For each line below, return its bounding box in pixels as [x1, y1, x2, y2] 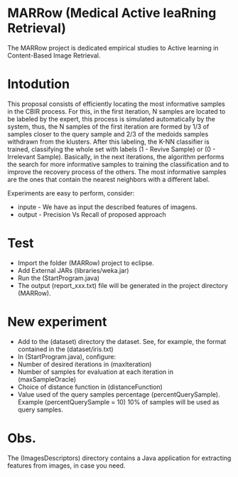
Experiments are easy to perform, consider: [7, 188, 135, 197]
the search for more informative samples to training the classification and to [7, 160, 229, 168]
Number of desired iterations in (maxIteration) [17, 360, 152, 368]
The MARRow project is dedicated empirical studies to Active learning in [7, 43, 219, 52]
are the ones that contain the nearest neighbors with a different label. [7, 175, 210, 183]
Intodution [7, 76, 70, 92]
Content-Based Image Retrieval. [7, 51, 101, 60]
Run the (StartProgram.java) [17, 274, 100, 282]
